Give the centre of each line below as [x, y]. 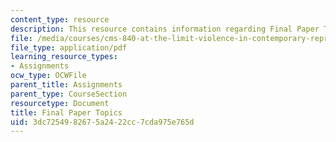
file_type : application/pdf [69, 47]
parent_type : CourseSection [69, 94]
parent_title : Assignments [66, 85]
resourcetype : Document [60, 103]
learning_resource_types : [64, 57]
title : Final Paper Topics [66, 112]
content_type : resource [60, 19]
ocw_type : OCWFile [48, 76]
